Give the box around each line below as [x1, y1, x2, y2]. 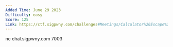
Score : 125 [5, 17, 29, 22]
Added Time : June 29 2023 [5, 7, 61, 13]
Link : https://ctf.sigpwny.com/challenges [5, 21, 98, 27]
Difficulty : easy [5, 12, 43, 17]
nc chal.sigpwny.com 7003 [5, 36, 63, 42]
